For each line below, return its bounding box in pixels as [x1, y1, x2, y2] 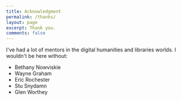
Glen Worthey [14, 89, 48, 96]
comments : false [6, 30, 45, 36]
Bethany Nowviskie [14, 64, 61, 71]
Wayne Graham [14, 70, 52, 77]
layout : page [6, 19, 38, 25]
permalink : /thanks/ [6, 14, 57, 20]
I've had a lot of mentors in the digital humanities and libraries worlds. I [6, 46, 176, 53]
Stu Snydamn [14, 82, 47, 89]
